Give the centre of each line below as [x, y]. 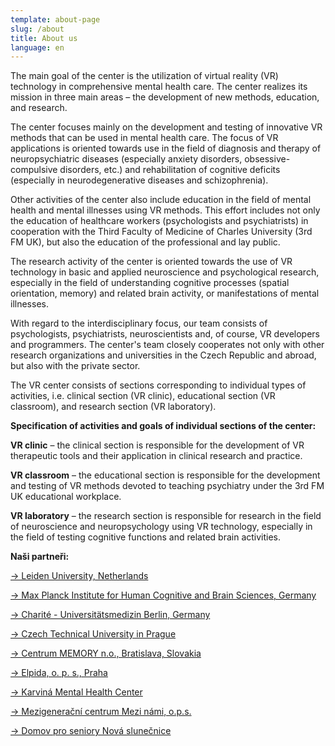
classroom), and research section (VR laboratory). [113, 407]
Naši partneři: [40, 557]
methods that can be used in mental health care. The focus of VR [144, 138]
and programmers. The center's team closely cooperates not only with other [167, 345]
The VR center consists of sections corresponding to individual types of [158, 385]
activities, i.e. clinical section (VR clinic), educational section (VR [143, 396]
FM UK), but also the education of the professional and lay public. [145, 242]
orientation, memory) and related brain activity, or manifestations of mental [165, 293]
